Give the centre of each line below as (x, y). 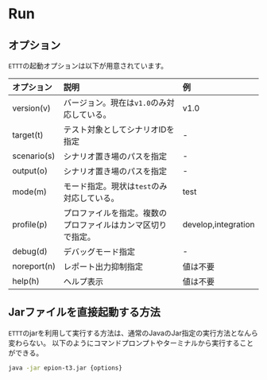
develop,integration (219, 225)
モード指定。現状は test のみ (115, 186)
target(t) (28, 135)
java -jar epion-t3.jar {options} (66, 368)
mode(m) (30, 192)
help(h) (26, 281)
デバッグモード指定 (99, 252)
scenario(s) (34, 156)
